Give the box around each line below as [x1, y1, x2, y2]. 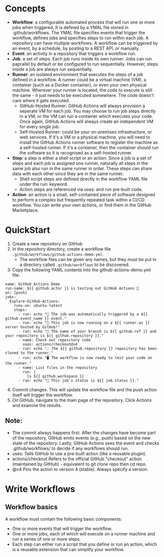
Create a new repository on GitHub [12, 240, 83, 246]
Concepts [5, 3, 46, 14]
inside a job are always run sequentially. [12, 66, 93, 72]
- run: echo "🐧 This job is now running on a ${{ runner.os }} [18, 320, 150, 325]
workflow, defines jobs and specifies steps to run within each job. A [12, 35, 149, 41]
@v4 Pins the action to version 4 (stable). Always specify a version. [12, 466, 148, 472]
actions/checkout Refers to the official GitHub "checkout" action [12, 456, 142, 462]
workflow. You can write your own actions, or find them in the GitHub [12, 202, 152, 208]
